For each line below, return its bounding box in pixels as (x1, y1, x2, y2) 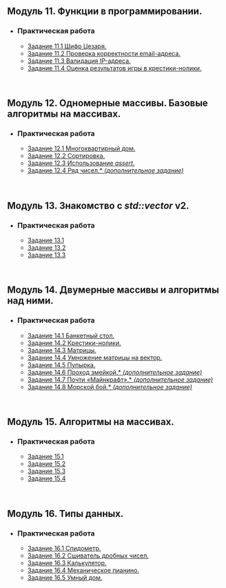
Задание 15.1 (27, 452, 64, 461)
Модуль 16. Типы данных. (7, 507, 124, 520)
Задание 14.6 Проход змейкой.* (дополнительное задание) (27, 368, 203, 376)
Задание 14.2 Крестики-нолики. (27, 338, 122, 347)
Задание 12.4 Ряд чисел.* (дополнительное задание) (27, 166, 184, 175)
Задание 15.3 (27, 467, 66, 476)
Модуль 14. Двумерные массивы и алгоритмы (7, 284, 219, 296)
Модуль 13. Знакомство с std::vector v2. (7, 199, 189, 211)
